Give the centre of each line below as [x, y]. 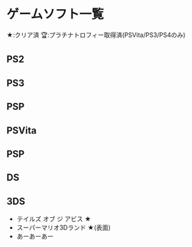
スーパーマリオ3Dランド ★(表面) [64, 228]
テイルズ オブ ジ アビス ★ [54, 219]
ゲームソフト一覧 [55, 14]
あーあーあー [35, 237]
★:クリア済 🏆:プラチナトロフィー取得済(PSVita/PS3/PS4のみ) [96, 35]
